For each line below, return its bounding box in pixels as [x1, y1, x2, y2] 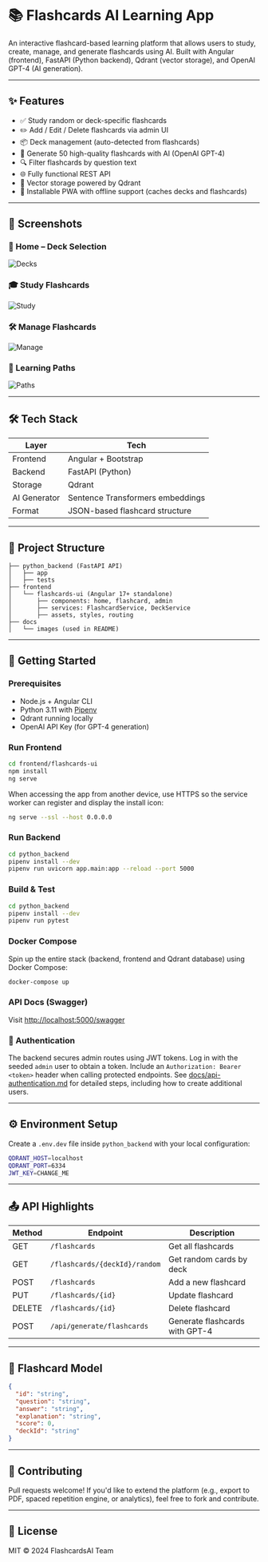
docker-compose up [8, 978, 69, 986]
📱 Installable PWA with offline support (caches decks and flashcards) [19, 186, 247, 196]
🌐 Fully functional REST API [19, 169, 111, 178]
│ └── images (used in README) [8, 625, 120, 633]
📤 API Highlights [8, 1199, 94, 1213]
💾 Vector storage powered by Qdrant [19, 177, 141, 188]
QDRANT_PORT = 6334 [8, 1162, 66, 1170]
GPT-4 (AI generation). [8, 63, 84, 73]
